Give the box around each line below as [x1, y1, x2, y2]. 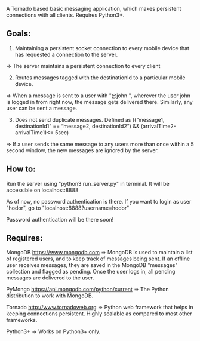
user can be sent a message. [6, 105, 78, 112]
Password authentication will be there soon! [6, 216, 114, 223]
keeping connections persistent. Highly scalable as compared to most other [6, 310, 192, 317]
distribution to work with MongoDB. [6, 292, 94, 299]
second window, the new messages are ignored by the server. [6, 146, 159, 154]
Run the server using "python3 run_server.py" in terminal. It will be [6, 180, 170, 187]
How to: [6, 164, 36, 174]
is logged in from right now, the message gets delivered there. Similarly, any [6, 98, 193, 105]
